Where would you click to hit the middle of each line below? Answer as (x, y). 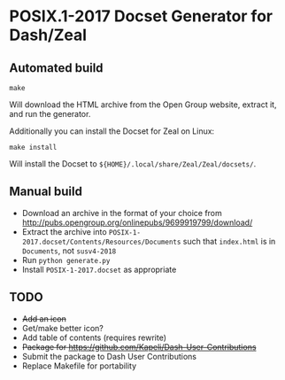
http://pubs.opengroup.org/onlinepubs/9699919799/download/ (137, 222)
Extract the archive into (65, 231)
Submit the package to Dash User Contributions (109, 356)
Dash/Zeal (48, 35)
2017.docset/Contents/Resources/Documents (101, 242)
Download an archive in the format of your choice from (122, 213)
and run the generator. (50, 114)
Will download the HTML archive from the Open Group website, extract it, (143, 105)
